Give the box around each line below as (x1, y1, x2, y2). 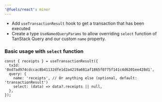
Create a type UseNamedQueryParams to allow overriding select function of (11, 30, 157, 36)
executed (11, 25, 31, 31)
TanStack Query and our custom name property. (11, 36, 106, 42)
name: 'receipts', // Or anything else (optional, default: (13, 75, 137, 80)
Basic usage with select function (4, 48, 83, 55)
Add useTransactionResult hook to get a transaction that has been (11, 20, 144, 26)
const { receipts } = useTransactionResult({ (4, 58, 98, 63)
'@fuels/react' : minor (4, 7, 50, 12)
